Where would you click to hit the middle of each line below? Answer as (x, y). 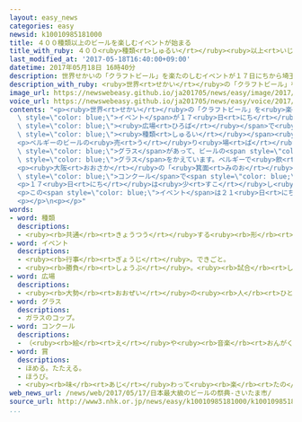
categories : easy (42, 26)
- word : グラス (36, 302)
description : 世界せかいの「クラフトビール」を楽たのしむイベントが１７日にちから (146, 76)
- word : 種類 (32, 218)
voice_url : (30, 101)
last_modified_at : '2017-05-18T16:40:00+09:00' (100, 59)
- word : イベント (39, 243)
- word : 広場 (32, 277)
